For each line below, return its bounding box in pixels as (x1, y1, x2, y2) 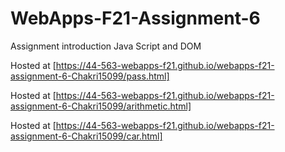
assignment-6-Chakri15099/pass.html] (10, 70, 170, 82)
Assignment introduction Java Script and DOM (10, 40, 202, 52)
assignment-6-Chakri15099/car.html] (10, 130, 163, 142)
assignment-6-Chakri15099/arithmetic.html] (10, 100, 192, 112)
